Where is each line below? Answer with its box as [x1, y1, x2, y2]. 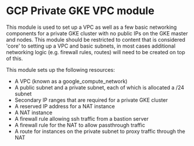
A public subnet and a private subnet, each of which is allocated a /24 [14, 84, 185, 91]
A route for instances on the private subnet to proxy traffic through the [14, 128, 185, 135]
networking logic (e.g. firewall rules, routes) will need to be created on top [6, 48, 185, 55]
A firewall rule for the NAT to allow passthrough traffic [14, 121, 145, 128]
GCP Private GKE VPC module [6, 4, 155, 18]
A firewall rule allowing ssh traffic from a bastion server [14, 115, 149, 122]
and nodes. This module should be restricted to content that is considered [6, 36, 186, 43]
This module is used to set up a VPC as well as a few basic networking [6, 24, 178, 31]
